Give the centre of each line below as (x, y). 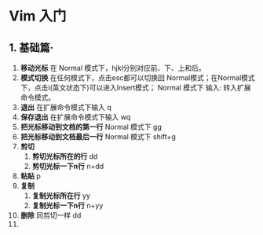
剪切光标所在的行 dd (65, 156)
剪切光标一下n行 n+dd (68, 166)
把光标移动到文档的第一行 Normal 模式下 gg (91, 127)
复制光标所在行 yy (61, 196)
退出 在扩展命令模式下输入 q (66, 107)
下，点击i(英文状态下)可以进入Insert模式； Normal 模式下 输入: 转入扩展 (135, 88)
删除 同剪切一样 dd (51, 215)
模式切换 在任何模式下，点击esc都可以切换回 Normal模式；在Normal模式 (138, 78)
